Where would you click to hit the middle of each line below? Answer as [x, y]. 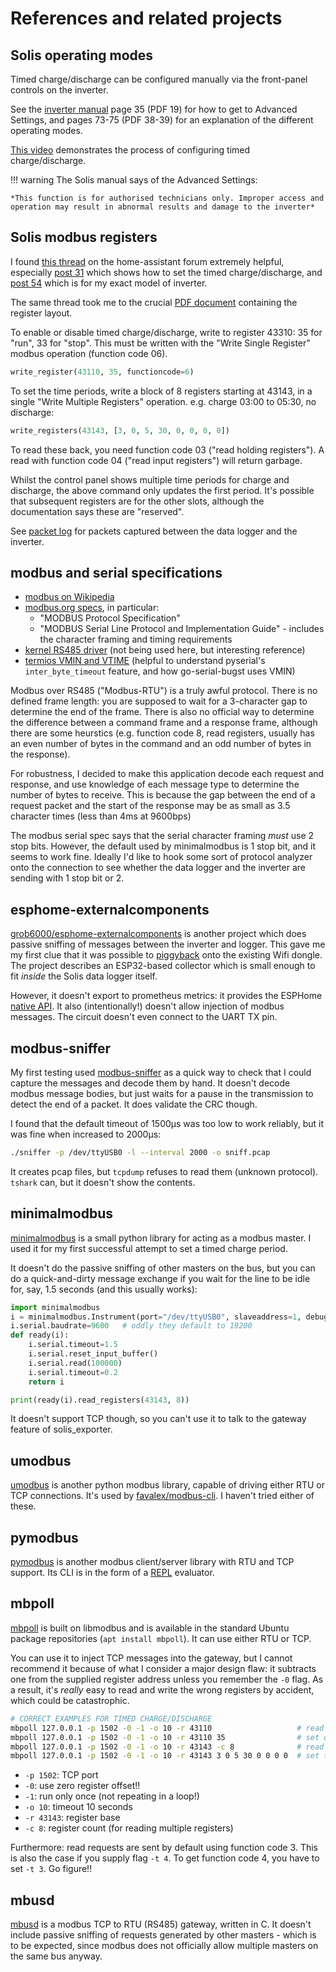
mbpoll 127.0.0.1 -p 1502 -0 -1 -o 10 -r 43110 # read [167, 1728]
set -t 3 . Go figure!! [51, 1869]
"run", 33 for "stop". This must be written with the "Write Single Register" [160, 343]
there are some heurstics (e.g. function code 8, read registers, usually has [162, 733]
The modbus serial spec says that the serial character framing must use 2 [162, 836]
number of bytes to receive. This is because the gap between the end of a [163, 795]
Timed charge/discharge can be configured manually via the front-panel [159, 79]
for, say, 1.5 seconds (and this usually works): [104, 1289]
